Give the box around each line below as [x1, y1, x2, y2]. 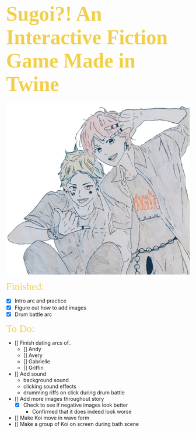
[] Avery [23, 352, 43, 359]
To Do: [6, 322, 35, 335]
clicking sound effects [23, 383, 77, 390]
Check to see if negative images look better [23, 401, 128, 408]
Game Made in [6, 49, 136, 73]
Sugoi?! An [6, 2, 102, 26]
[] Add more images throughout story [14, 395, 104, 402]
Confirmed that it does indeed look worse [32, 408, 132, 415]
